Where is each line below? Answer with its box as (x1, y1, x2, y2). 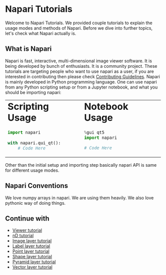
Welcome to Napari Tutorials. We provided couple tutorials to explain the (5, 20, 153, 26)
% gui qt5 (83, 130, 105, 136)
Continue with (5, 214, 49, 223)
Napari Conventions (5, 182, 68, 190)
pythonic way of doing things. (5, 200, 66, 206)
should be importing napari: (5, 89, 62, 95)
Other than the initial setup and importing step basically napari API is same (5, 162, 157, 168)
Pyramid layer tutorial (12, 259, 56, 265)
